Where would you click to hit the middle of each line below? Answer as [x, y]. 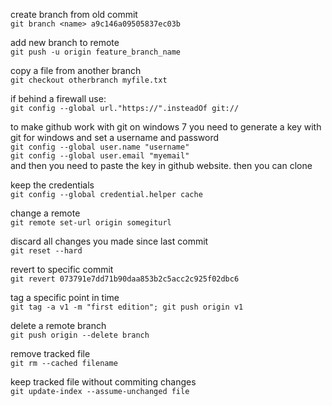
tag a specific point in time [65, 297]
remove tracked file [50, 353]
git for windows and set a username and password [115, 137]
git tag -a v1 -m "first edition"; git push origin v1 [127, 307]
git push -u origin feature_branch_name [96, 52]
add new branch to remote [65, 42]
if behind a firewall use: [58, 98]
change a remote [45, 213]
